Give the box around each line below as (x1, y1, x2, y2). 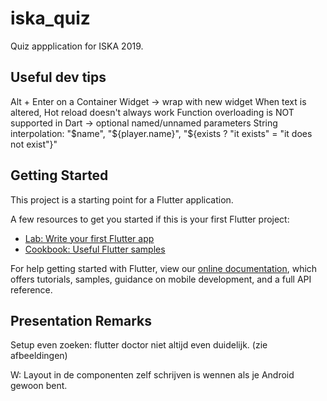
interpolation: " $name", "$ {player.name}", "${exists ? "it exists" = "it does (10, 127, 313, 139)
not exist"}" (10, 138, 58, 150)
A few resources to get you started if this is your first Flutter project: (10, 213, 290, 225)
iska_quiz (10, 7, 91, 30)
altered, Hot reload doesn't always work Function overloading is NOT (10, 106, 295, 118)
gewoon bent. (10, 380, 68, 392)
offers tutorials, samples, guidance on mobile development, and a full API (10, 273, 312, 285)
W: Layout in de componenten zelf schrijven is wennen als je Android (10, 369, 295, 381)
